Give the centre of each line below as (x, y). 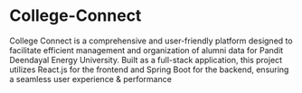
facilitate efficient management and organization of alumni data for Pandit (146, 50)
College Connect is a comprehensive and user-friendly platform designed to (151, 41)
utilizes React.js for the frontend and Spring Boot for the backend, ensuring (149, 70)
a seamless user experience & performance (90, 79)
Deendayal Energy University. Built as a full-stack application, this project (146, 60)
